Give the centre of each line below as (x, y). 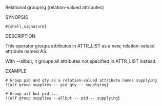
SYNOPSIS (17, 17)
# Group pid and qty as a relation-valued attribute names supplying (81, 81)
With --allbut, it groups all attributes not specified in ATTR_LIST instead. (81, 61)
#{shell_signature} (26, 26)
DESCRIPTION (21, 36)
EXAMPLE (16, 71)
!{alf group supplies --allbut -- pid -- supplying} (63, 98)
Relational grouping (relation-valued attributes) (55, 7)
